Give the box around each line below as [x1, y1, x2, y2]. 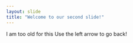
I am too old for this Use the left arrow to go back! [6, 30, 127, 37]
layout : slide [6, 8, 41, 15]
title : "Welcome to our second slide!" [6, 14, 105, 20]
